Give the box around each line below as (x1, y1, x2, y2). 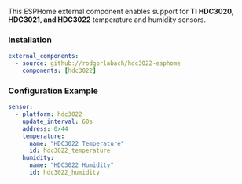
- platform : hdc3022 (15, 110, 82, 118)
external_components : (8, 52, 79, 60)
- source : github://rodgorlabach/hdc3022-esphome (15, 60, 181, 67)
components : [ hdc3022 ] (22, 67, 97, 75)
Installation (8, 34, 53, 45)
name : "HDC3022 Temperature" (28, 139, 125, 147)
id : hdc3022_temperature (28, 146, 111, 155)
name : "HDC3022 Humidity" (28, 161, 114, 169)
